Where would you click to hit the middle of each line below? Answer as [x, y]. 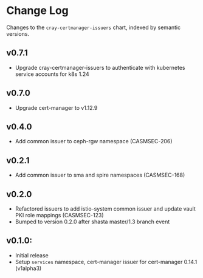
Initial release [32, 255]
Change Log [37, 11]
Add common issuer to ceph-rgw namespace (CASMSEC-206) [94, 141]
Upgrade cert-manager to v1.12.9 [56, 107]
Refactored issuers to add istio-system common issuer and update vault [105, 209]
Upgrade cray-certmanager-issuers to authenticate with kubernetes [100, 67]
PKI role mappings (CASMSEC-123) [60, 215]
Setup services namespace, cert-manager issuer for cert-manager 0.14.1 [106, 262]
